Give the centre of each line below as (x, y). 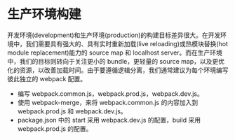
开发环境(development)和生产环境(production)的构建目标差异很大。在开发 (114, 35)
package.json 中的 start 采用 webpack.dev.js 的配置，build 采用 (109, 120)
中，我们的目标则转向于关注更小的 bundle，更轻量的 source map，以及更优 (116, 61)
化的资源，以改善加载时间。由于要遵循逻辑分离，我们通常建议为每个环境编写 (118, 70)
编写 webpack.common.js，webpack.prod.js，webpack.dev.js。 (110, 93)
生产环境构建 (45, 14)
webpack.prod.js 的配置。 (55, 128)
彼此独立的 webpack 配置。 (47, 78)
